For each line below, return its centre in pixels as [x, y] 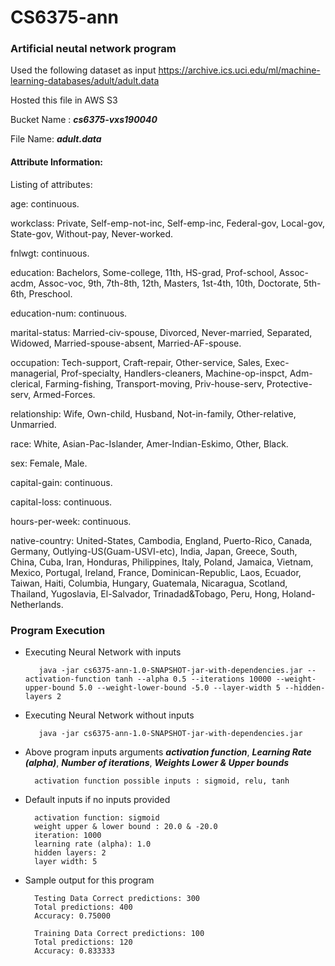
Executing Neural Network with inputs [103, 652]
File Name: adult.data [56, 139]
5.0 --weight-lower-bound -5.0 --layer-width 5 [179, 687]
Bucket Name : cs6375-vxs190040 [84, 120]
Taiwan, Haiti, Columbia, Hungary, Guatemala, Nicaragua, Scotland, [149, 583]
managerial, [35, 373]
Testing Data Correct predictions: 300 [117, 898]
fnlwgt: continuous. [50, 253]
